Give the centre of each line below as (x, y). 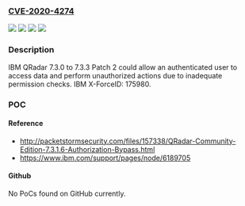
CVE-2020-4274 (41, 11)
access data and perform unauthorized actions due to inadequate (115, 75)
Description (31, 50)
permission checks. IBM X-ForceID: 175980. (80, 84)
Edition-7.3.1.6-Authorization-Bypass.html (87, 149)
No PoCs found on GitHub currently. (67, 193)
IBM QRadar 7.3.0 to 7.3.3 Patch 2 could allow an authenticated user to (123, 67)
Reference (26, 124)
